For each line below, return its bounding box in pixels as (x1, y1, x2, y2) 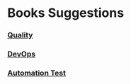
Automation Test (7, 68, 66, 78)
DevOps (7, 49, 36, 59)
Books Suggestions (7, 5, 125, 21)
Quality (7, 30, 33, 40)
